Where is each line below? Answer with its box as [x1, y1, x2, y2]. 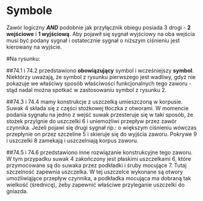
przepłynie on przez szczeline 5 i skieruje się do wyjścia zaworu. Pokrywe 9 [6, 130, 197, 138]
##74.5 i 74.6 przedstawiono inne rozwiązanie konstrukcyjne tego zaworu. [6, 149, 193, 156]
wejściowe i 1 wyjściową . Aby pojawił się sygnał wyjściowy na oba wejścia [6, 30, 195, 37]
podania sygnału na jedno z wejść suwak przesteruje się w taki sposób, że [6, 111, 194, 118]
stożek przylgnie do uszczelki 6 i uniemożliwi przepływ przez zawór [6, 117, 177, 125]
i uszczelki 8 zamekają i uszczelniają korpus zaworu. [6, 136, 139, 144]
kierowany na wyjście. [6, 43, 62, 51]
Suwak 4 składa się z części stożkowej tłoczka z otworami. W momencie [6, 104, 189, 111]
